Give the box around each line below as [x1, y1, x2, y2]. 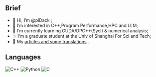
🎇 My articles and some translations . [12, 38, 89, 44]
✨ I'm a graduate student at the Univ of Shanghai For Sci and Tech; [12, 33, 151, 39]
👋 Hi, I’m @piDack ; [12, 17, 53, 23]
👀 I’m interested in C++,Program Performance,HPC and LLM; [12, 22, 138, 28]
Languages [5, 53, 41, 62]
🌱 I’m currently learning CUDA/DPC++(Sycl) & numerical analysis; [12, 27, 148, 34]
